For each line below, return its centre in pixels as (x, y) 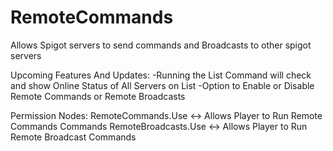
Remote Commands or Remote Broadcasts (98, 96)
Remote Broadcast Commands (73, 137)
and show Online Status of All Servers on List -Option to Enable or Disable (162, 85)
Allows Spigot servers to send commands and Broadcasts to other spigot (161, 45)
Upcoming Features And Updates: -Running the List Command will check (161, 75)
